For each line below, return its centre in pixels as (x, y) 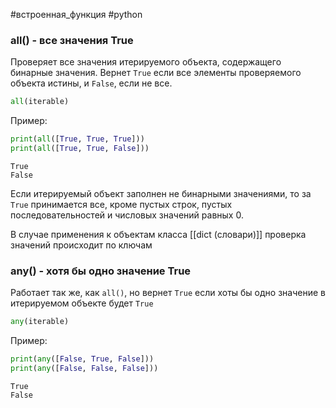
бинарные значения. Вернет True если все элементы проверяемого (156, 73)
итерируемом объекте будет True (82, 303)
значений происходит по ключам (81, 245)
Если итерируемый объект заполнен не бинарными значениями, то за (161, 193)
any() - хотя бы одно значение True (101, 271)
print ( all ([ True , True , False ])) (80, 149)
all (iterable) (40, 102)
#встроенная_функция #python (76, 14)
